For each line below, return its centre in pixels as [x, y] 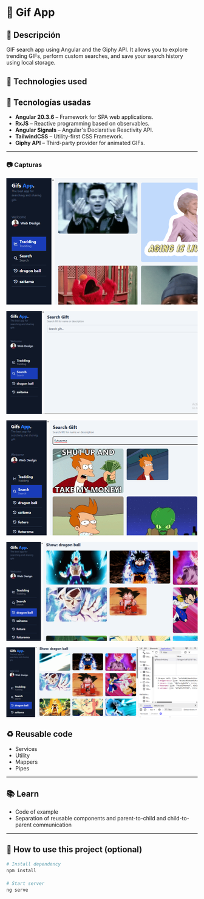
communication [52, 825]
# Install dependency [34, 864]
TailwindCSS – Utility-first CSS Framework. [69, 137]
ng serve [17, 890]
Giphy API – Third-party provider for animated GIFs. [80, 143]
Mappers [26, 762]
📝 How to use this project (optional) [74, 850]
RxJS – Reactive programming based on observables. [82, 124]
